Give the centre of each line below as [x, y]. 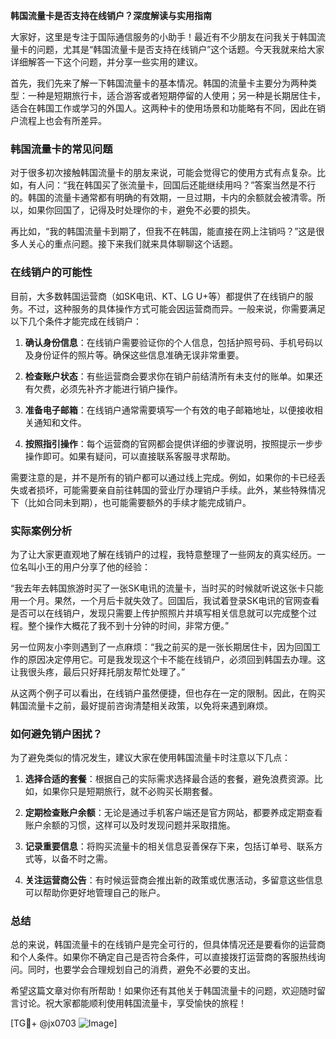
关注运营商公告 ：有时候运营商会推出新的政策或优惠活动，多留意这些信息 [173, 880]
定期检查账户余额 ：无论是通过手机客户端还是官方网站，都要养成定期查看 [173, 813]
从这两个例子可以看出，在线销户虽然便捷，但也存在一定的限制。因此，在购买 [168, 693]
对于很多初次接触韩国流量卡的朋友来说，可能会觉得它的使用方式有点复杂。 [163, 173]
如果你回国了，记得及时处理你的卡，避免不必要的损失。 [141, 210]
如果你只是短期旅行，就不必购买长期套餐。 [130, 791]
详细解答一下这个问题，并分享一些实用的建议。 [106, 62]
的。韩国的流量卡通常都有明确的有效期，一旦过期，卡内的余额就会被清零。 [163, 198]
